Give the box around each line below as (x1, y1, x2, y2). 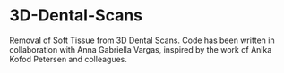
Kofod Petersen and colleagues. (9, 53, 128, 64)
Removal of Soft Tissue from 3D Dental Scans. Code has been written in (9, 35, 275, 45)
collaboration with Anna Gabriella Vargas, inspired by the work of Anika (9, 44, 272, 54)
